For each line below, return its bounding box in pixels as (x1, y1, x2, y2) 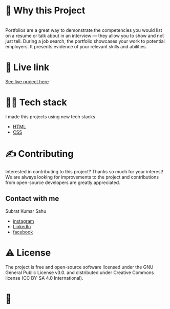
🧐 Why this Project (5, 5, 86, 16)
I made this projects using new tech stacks (5, 113, 96, 120)
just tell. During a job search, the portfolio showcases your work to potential (5, 38, 165, 44)
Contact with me (5, 194, 59, 203)
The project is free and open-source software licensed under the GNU (5, 264, 154, 270)
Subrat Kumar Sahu (5, 208, 47, 214)
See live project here (5, 78, 49, 84)
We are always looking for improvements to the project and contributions (5, 174, 159, 180)
